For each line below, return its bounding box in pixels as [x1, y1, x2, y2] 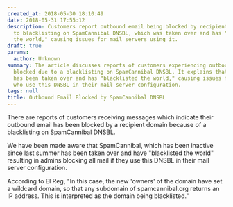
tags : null [7, 88, 39, 94]
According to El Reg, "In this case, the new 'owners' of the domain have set [7, 177, 223, 185]
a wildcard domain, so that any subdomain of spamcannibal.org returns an [7, 185, 220, 192]
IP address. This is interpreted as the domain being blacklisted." [7, 192, 189, 200]
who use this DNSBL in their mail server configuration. [13, 81, 182, 88]
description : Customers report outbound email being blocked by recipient [7, 23, 228, 30]
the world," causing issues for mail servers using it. [13, 36, 178, 43]
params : [7, 49, 30, 56]
